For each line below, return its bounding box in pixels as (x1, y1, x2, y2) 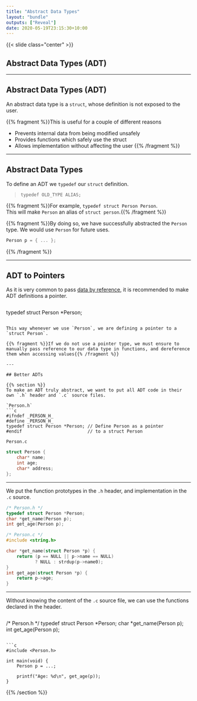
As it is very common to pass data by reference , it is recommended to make (6, 286, 189, 293)
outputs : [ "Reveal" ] (6, 19, 57, 25)
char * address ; (16, 466, 54, 471)
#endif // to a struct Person (6, 428, 143, 434)
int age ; (16, 460, 38, 466)
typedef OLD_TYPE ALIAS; (20, 192, 81, 198)
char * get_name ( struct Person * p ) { (6, 548, 96, 554)
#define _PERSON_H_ (6, 418, 54, 424)
